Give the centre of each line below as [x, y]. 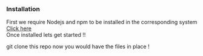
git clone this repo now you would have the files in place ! [78, 46]
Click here [19, 28]
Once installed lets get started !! [46, 35]
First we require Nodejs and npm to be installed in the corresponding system [102, 22]
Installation [23, 9]
